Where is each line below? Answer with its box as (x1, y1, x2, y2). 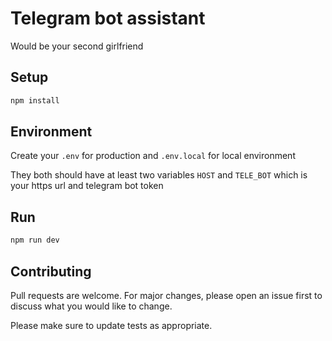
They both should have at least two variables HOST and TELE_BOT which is (10, 169, 308, 181)
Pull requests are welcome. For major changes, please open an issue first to (10, 289, 323, 301)
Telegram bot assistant (10, 7, 206, 30)
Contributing (10, 263, 92, 280)
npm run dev (10, 235, 60, 246)
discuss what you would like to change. (10, 300, 173, 312)
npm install (10, 95, 60, 106)
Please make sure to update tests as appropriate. (10, 319, 213, 331)
